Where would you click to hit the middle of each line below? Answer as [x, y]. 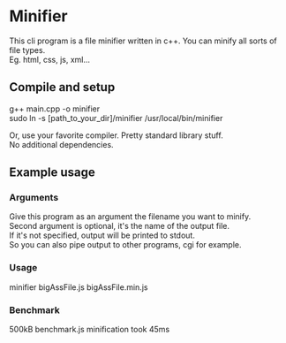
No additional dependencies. [61, 144]
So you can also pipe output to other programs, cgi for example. [125, 245]
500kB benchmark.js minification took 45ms [90, 330]
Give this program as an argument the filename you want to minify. [130, 217]
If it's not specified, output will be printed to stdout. [102, 235]
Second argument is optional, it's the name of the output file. [120, 226]
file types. [27, 50]
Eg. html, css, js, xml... [50, 59]
